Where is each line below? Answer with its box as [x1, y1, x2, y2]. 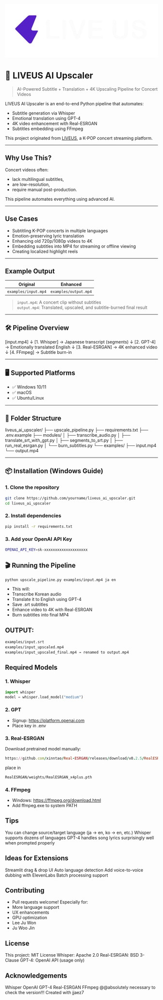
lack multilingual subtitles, [12, 176, 64, 182]
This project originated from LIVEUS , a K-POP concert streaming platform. [5, 135, 153, 141]
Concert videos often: [5, 167, 49, 173]
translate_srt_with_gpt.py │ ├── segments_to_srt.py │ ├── [5, 438, 123, 443]
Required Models [5, 663, 58, 672]
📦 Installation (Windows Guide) [5, 467, 103, 475]
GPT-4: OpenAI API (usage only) [20, 957, 85, 963]
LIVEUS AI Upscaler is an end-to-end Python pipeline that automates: [5, 100, 144, 106]
